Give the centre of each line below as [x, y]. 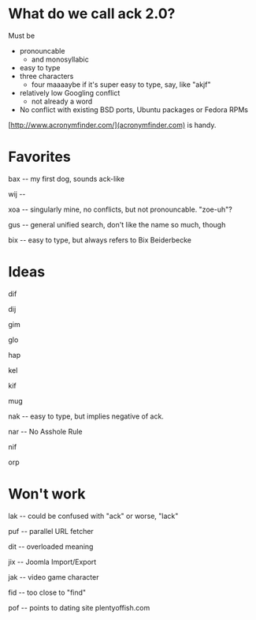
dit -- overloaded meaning [51, 547]
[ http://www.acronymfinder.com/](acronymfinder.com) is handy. [112, 125]
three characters [46, 76]
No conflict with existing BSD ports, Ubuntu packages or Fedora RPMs [134, 109]
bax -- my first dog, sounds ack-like [66, 178]
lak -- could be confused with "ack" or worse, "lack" [93, 516]
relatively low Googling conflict [70, 92]
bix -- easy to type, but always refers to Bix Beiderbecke [100, 240]
